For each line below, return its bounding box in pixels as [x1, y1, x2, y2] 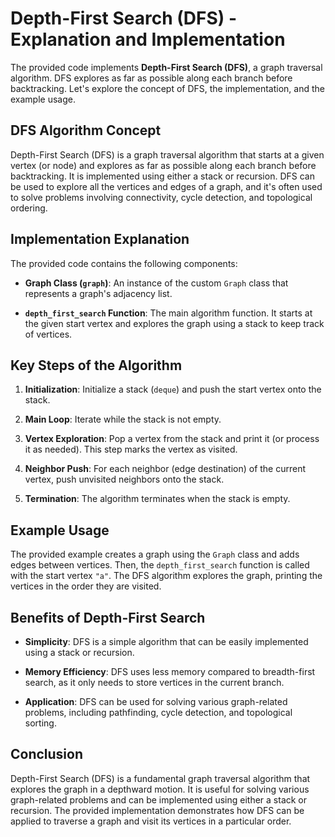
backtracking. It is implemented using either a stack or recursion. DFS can [10, 170, 315, 182]
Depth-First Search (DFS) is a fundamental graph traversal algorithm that [10, 772, 311, 784]
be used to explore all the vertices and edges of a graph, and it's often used [10, 180, 323, 192]
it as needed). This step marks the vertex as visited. [24, 443, 238, 456]
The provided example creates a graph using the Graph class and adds [10, 548, 300, 561]
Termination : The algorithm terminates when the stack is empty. [24, 493, 291, 505]
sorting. [24, 717, 57, 729]
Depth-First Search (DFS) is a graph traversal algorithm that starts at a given [10, 148, 325, 161]
